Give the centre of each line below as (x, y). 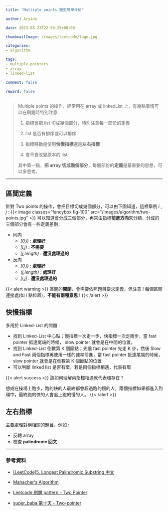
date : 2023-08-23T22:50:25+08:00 (40, 28)
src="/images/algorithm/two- (121, 212)
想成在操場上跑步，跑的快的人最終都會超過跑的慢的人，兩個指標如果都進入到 (84, 388)
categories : (18, 46)
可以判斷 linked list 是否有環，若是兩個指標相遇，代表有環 (72, 367)
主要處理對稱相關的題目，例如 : (37, 425)
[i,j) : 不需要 (32, 247)
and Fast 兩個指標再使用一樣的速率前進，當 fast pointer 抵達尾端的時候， (88, 354)
